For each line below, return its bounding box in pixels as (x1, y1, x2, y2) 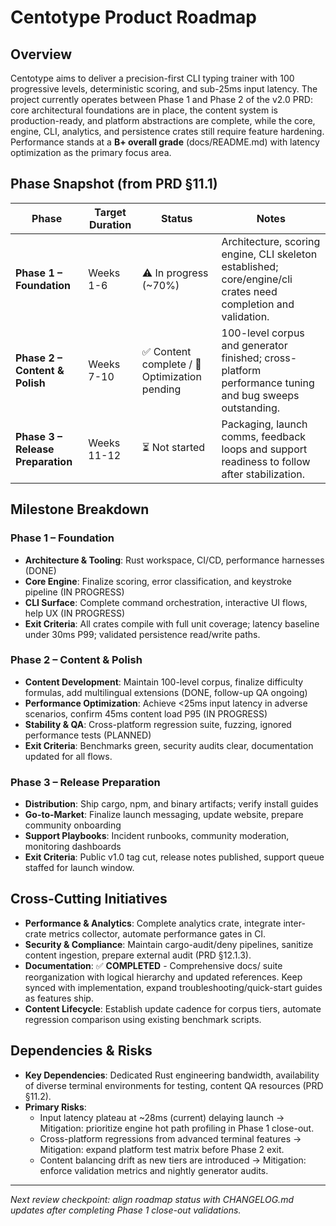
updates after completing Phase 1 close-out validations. (10, 1204, 242, 1216)
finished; (221, 351, 262, 365)
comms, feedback (221, 429, 307, 443)
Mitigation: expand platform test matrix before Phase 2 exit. (39, 1143, 285, 1155)
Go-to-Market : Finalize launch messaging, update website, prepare (24, 809, 304, 821)
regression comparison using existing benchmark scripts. (24, 1013, 262, 1025)
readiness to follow (221, 454, 311, 468)
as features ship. (24, 992, 94, 1004)
